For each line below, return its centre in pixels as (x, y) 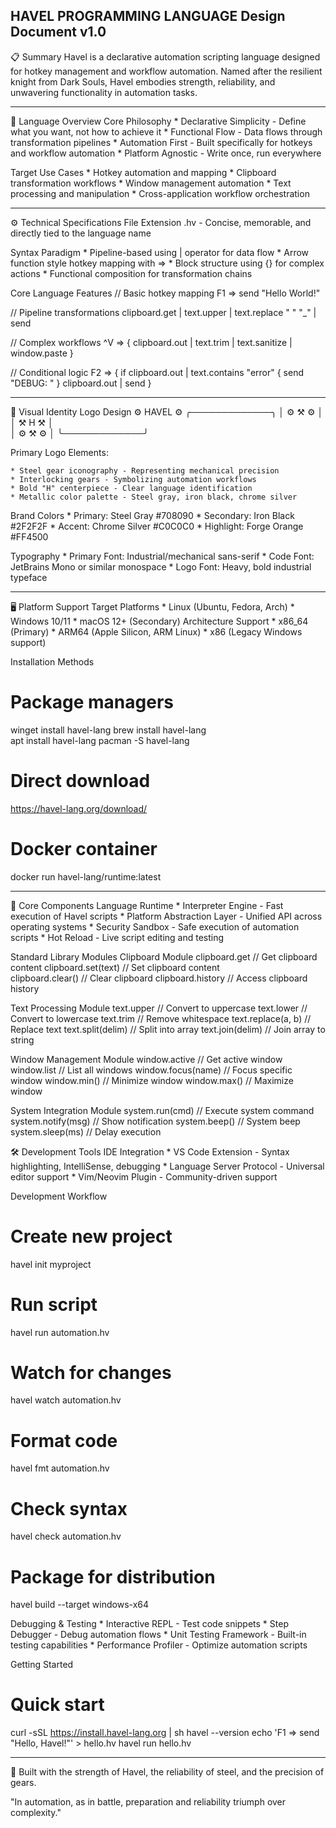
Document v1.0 (58, 32)
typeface (29, 577)
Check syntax (69, 1508)
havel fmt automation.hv (60, 1468)
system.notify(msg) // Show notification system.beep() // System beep (155, 1121)
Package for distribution (113, 1576)
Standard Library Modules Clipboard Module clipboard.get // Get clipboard (164, 956)
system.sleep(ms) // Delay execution (86, 1131)
